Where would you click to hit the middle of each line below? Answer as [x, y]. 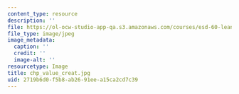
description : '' [31, 20]
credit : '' [30, 54]
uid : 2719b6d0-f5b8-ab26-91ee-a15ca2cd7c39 [73, 80]
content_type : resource [43, 14]
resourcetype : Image [38, 66]
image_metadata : [31, 40]
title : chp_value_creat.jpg [49, 73]
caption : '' [32, 47]
